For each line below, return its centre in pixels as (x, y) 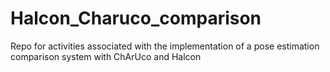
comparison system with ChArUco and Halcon (106, 56)
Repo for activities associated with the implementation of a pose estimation (165, 46)
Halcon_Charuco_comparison (136, 18)
